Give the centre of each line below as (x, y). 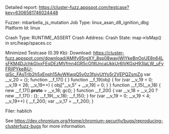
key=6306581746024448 (32, 13)
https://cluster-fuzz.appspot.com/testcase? (84, 7)
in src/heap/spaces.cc (29, 43)
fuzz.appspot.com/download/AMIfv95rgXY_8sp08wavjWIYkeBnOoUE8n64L (84, 58)
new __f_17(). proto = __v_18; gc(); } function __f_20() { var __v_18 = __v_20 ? (81, 90)
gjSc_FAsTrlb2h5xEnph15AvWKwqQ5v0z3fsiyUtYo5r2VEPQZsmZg (74, 74)
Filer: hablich (19, 111)
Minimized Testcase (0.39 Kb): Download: (49, 53)
